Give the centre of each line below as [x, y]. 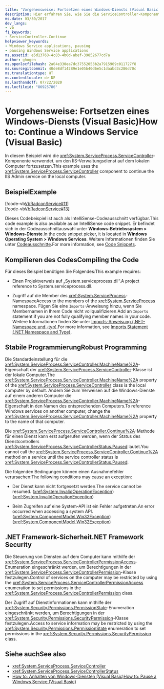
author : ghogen [20, 60]
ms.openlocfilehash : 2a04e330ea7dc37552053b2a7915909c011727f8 [71, 64]
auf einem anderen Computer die [38, 395]
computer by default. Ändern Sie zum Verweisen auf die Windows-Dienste [80, 390]
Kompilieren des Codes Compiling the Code [72, 260]
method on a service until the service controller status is [61, 457]
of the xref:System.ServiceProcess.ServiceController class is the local [76, 385]
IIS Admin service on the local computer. [46, 177]
